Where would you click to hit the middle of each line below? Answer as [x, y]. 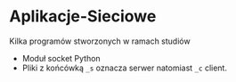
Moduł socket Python [61, 58]
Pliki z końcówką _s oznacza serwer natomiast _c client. [124, 68]
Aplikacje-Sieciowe [83, 16]
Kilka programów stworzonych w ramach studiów [100, 41]
